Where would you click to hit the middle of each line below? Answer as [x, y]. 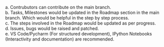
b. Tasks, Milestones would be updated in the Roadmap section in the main [82, 12]
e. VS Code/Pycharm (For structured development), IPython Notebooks [79, 34]
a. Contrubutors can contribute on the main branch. [58, 7]
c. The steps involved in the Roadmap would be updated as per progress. [80, 23]
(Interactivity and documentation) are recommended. [60, 39]
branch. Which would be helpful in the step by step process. [67, 18]
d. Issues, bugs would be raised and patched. [52, 28]
